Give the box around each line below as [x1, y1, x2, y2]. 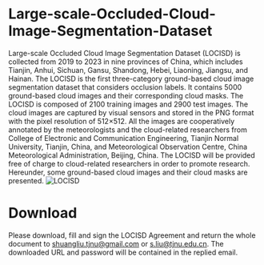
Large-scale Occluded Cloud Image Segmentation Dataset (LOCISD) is [8, 48, 242, 58]
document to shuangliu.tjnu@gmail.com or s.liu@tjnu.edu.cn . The [8, 239, 224, 248]
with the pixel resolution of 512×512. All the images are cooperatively [8, 116, 235, 126]
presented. [8, 175, 44, 185]
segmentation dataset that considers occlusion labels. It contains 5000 [8, 82, 242, 92]
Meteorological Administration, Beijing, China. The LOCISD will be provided [8, 150, 256, 160]
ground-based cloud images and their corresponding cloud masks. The [8, 90, 244, 100]
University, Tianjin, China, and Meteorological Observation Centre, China [8, 142, 248, 151]
